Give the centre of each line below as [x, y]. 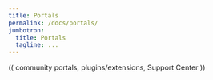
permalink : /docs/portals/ [53, 23]
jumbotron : [26, 30]
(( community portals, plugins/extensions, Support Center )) [107, 67]
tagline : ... [37, 45]
